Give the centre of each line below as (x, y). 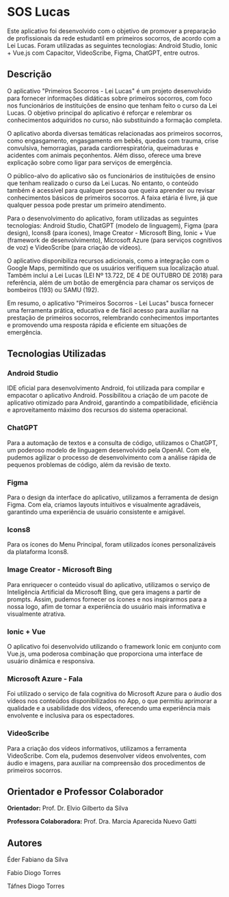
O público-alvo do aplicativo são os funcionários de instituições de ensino (111, 176)
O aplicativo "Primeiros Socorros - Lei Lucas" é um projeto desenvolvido (109, 91)
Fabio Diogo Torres (34, 873)
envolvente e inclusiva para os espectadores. (71, 716)
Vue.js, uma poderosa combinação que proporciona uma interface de (105, 654)
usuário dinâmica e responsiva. (51, 661)
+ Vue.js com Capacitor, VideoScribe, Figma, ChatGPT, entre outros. (104, 53)
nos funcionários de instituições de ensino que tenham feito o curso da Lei (112, 105)
